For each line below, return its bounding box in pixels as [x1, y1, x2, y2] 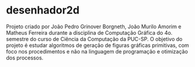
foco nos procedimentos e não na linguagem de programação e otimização [6, 48, 188, 55]
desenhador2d [6, 4, 80, 17]
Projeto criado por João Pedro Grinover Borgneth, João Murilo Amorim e [6, 23, 181, 30]
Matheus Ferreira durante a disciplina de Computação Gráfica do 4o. [6, 29, 173, 36]
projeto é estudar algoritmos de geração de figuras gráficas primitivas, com [6, 42, 189, 49]
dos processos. [6, 54, 44, 61]
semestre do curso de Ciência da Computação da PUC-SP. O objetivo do [6, 35, 183, 42]
